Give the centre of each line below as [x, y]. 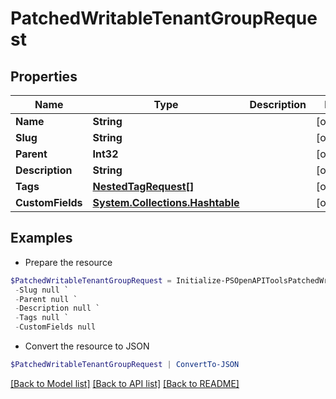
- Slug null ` [42, 290]
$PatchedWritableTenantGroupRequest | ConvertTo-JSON [125, 365]
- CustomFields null [55, 327]
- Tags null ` [42, 318]
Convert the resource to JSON [87, 346]
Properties [44, 76]
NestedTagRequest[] [143, 186]
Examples [41, 238]
